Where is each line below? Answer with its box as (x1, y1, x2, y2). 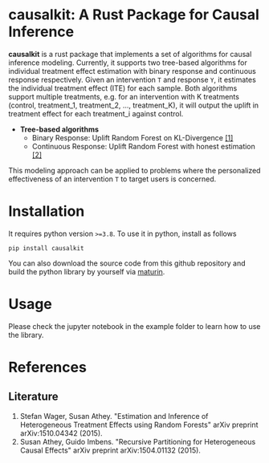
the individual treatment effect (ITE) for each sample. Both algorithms (8, 83, 238, 93)
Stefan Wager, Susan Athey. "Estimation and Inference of (19, 411, 209, 420)
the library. (8, 330, 44, 339)
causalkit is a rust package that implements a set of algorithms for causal (8, 49, 252, 59)
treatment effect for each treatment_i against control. (8, 108, 184, 118)
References (8, 359, 87, 376)
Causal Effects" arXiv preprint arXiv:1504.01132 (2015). (19, 445, 201, 455)
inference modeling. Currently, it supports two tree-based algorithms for (8, 58, 247, 67)
